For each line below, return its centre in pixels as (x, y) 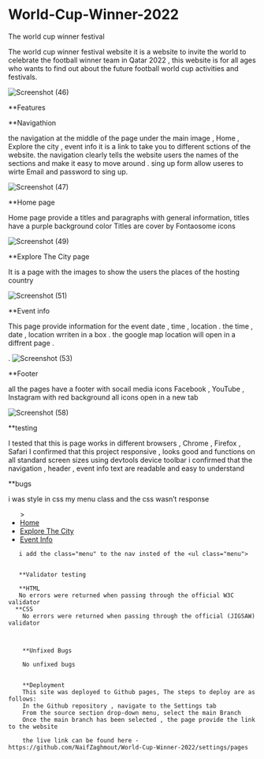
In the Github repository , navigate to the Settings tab (119, 706)
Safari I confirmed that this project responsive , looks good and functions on (132, 451)
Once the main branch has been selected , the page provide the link (139, 720)
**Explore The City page (49, 256)
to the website (33, 727)
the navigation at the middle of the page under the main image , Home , (124, 138)
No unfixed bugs (49, 664)
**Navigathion (32, 122)
